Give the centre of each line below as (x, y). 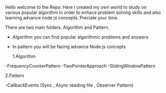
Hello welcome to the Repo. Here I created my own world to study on (76, 7)
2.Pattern (15, 76)
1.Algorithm (24, 56)
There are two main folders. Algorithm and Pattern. (57, 27)
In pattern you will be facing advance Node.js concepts (69, 46)
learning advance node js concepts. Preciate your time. (62, 18)
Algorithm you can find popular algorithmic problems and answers (80, 37)
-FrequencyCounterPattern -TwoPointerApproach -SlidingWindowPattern (80, 66)
